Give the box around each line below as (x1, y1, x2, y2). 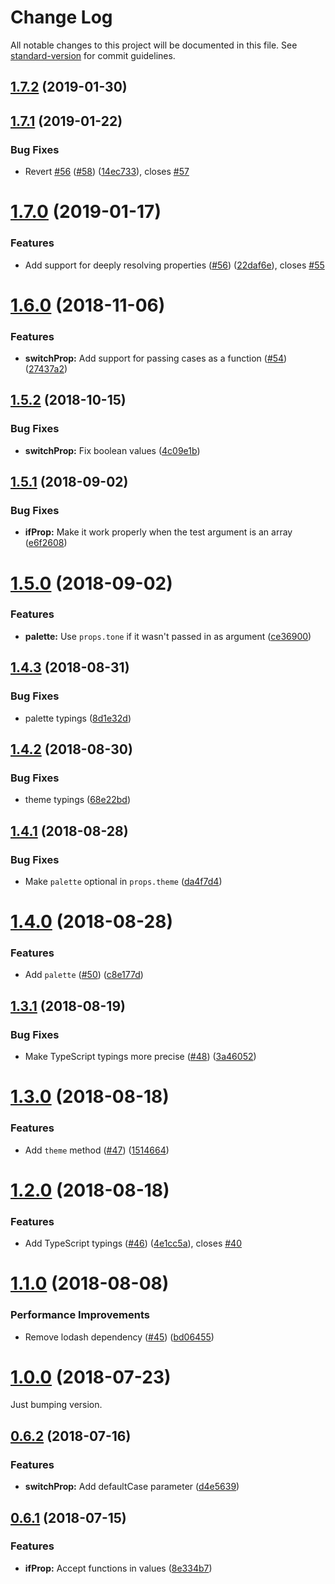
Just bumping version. (10, 1399, 103, 1411)
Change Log (10, 6, 113, 29)
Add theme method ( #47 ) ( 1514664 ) (24, 1144, 170, 1156)
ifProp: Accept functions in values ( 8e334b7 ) (24, 1562, 213, 1574)
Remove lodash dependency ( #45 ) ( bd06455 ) (24, 1331, 215, 1343)
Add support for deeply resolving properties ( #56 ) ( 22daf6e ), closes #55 (24, 259, 325, 271)
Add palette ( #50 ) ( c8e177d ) (24, 969, 144, 981)
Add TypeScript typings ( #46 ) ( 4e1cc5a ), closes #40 (24, 1237, 242, 1250)
